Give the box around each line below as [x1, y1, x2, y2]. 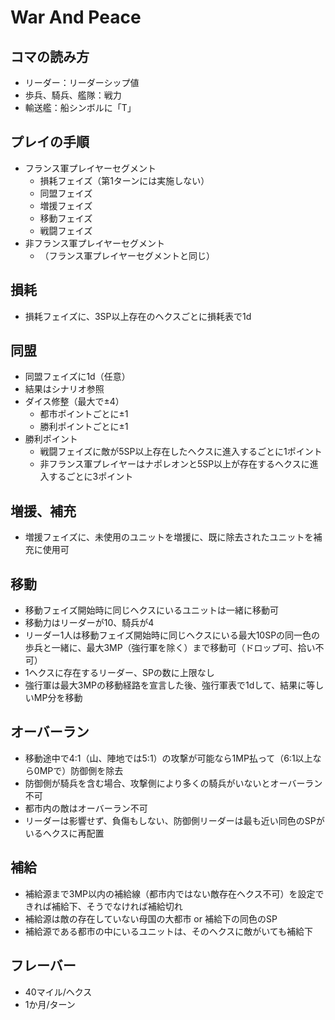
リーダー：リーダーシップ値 [24, 77, 140, 88]
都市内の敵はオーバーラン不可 [24, 802, 148, 814]
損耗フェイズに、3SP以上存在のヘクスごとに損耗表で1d [24, 310, 252, 322]
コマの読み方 [10, 48, 90, 65]
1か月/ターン [24, 998, 76, 1010]
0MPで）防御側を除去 [33, 764, 124, 776]
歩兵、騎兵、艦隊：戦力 [24, 89, 122, 101]
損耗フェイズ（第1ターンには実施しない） [39, 174, 210, 186]
